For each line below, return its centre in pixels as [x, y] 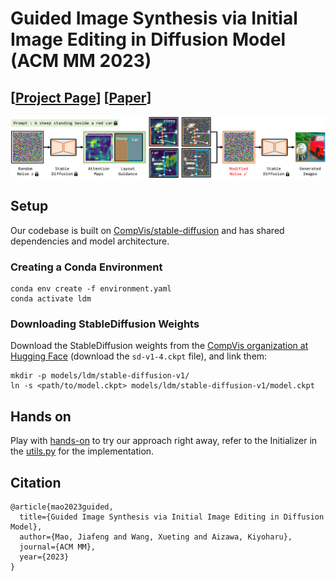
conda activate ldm [51, 299]
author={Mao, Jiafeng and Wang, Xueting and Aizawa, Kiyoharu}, [156, 537]
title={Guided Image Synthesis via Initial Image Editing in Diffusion [172, 517]
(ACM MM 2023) [81, 61]
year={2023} [44, 557]
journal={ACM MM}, [58, 547]
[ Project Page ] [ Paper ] [81, 97]
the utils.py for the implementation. [82, 451]
